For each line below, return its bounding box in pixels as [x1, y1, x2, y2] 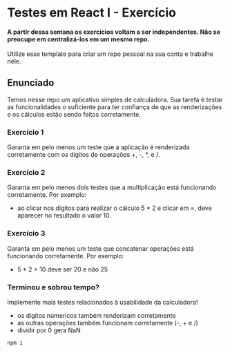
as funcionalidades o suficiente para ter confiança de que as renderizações [7, 102, 222, 111]
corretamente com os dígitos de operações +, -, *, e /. [7, 151, 160, 159]
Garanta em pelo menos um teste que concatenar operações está [7, 244, 195, 253]
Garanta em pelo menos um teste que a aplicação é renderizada [7, 143, 190, 151]
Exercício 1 [7, 127, 44, 137]
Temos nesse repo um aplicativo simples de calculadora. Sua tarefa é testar [7, 95, 223, 104]
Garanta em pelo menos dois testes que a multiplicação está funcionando [7, 183, 217, 191]
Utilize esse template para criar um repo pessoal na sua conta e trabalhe [7, 50, 214, 58]
